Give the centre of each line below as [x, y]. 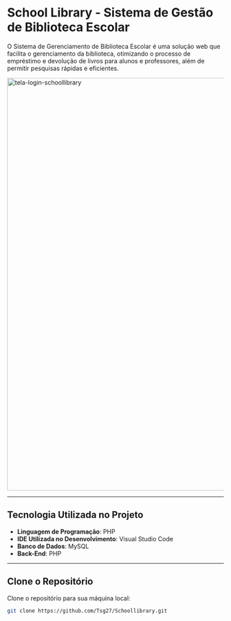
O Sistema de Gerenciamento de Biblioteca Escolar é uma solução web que [114, 46]
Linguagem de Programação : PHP [66, 532]
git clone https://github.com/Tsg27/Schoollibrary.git [87, 611]
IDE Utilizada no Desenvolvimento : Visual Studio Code [95, 538]
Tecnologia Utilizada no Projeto [75, 515]
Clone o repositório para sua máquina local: [69, 598]
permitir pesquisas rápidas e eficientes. [63, 68]
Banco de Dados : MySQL [53, 546]
